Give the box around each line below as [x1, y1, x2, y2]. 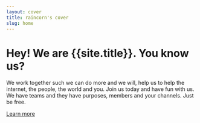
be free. [6, 98, 26, 106]
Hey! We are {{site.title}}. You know [6, 46, 189, 60]
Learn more [6, 110, 35, 118]
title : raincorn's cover [6, 15, 69, 21]
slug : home [6, 20, 34, 26]
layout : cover [6, 8, 42, 15]
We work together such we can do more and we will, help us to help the [6, 79, 185, 87]
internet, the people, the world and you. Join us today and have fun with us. [6, 85, 195, 93]
